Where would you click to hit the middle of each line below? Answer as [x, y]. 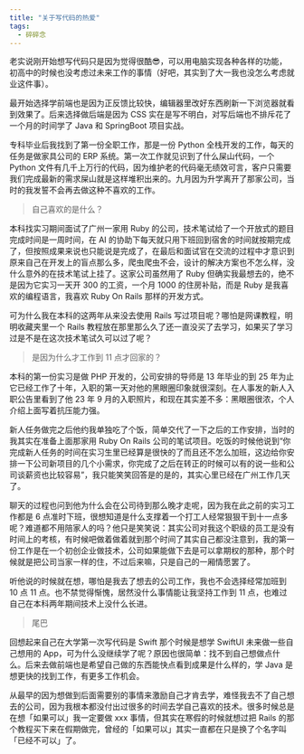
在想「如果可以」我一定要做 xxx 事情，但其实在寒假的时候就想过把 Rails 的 [148, 718]
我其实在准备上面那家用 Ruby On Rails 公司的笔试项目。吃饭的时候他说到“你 [150, 441]
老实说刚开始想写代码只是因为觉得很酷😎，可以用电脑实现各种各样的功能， [148, 61]
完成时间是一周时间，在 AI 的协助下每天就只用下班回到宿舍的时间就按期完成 [150, 240]
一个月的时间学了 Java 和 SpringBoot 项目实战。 [99, 126]
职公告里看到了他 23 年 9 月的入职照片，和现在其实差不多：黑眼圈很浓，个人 [152, 400]
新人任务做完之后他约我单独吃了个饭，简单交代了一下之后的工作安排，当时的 [152, 429]
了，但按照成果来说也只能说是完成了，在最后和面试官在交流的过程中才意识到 [152, 251]
